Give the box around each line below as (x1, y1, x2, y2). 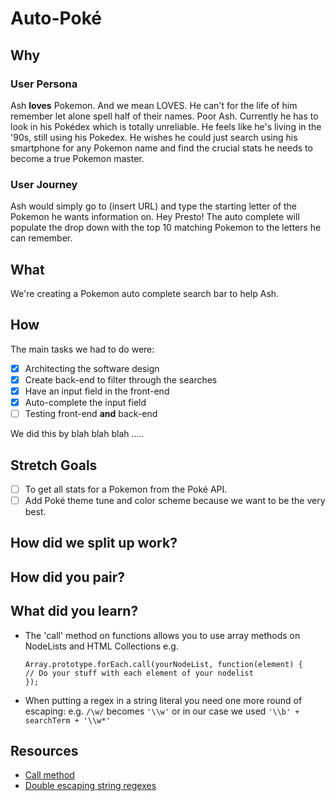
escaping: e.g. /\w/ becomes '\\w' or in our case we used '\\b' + (24, 705, 300, 717)
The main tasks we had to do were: (10, 343, 155, 355)
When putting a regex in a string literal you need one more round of (24, 694, 303, 706)
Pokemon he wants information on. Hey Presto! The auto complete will (10, 211, 300, 223)
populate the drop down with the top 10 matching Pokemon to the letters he (10, 222, 322, 234)
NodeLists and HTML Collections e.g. (24, 640, 179, 652)
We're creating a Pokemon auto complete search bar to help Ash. (10, 287, 280, 299)
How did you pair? (10, 568, 126, 586)
